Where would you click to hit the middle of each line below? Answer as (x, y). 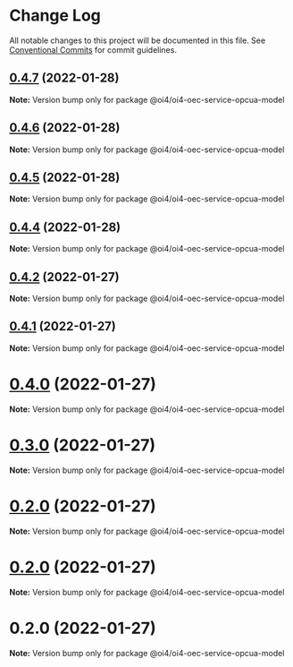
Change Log (55, 16)
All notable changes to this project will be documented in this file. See (138, 40)
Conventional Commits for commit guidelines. (93, 49)
